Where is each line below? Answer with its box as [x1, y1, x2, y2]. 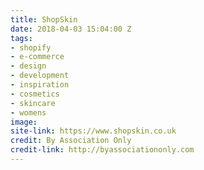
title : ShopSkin [10, 14, 78, 25]
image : [10, 117, 38, 127]
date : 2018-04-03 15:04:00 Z [10, 24, 132, 34]
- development [10, 71, 70, 81]
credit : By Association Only [10, 136, 132, 146]
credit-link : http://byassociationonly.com [10, 145, 195, 155]
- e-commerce [10, 52, 65, 62]
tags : [10, 33, 33, 43]
